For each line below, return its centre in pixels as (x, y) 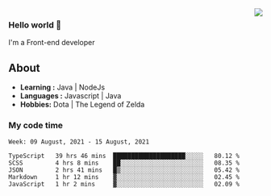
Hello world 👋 (35, 25)
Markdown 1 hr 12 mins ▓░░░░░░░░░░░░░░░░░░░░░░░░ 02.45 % (124, 177)
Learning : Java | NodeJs (63, 87)
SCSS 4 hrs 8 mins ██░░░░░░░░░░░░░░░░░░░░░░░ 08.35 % (124, 163)
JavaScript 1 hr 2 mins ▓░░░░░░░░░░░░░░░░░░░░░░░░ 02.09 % (124, 185)
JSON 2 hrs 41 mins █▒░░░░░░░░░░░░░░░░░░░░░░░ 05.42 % (124, 170)
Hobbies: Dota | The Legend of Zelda (82, 105)
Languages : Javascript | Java (71, 96)
